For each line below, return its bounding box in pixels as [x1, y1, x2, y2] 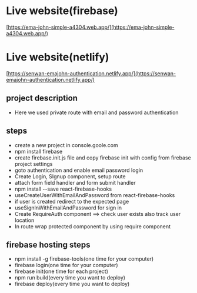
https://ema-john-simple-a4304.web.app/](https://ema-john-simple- [8, 24, 175, 31]
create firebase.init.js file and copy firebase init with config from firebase [14, 154, 191, 161]
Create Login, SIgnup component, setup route [14, 172, 126, 180]
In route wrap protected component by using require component [14, 222, 171, 230]
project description [6, 93, 78, 104]
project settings [14, 160, 53, 167]
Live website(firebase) [6, 4, 119, 18]
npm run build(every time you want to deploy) [14, 274, 125, 281]
